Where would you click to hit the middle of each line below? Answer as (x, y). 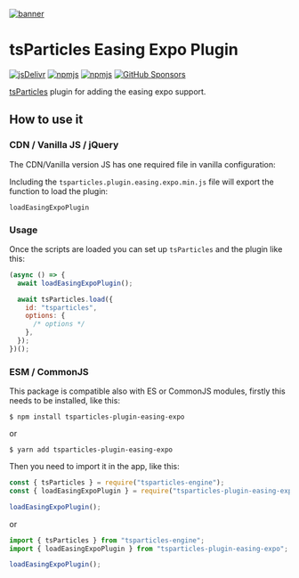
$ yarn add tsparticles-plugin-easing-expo (91, 450)
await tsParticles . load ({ (65, 299)
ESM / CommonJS (49, 371)
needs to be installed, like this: (65, 401)
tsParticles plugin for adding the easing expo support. (108, 91)
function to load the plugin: (59, 191)
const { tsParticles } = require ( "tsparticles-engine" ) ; (117, 483)
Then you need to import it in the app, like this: (94, 467)
